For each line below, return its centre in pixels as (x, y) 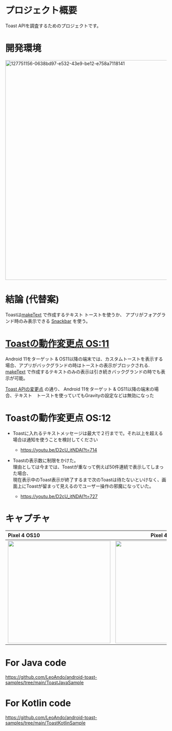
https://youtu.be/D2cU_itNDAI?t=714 (59, 450)
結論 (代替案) (32, 300)
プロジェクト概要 (41, 11)
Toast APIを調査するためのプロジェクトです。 (53, 26)
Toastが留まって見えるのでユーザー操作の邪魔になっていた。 (90, 486)
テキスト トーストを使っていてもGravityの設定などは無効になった (84, 395)
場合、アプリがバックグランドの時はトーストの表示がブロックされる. (78, 365)
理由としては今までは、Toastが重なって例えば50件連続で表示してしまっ (88, 466)
